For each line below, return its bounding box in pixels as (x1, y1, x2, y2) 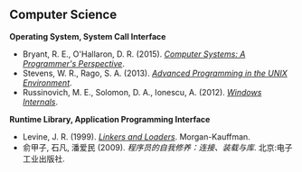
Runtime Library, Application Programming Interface (9, 113, 211, 124)
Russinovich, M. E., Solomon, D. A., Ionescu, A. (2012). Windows (22, 86, 262, 97)
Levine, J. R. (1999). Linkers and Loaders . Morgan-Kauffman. (22, 131, 250, 142)
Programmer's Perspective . (22, 58, 125, 68)
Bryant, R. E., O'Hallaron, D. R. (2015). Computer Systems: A (22, 49, 246, 59)
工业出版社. (22, 153, 65, 164)
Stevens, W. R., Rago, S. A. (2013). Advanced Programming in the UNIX (22, 68, 288, 78)
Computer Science (9, 7, 118, 23)
